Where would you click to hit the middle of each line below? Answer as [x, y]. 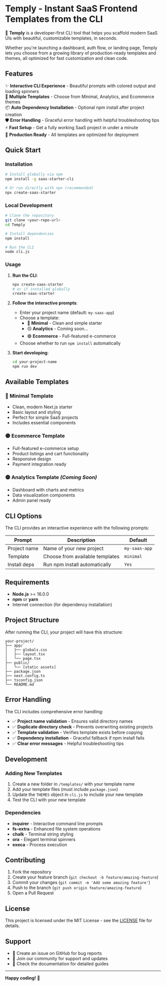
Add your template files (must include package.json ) [65, 789]
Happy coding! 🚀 [23, 978]
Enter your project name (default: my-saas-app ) [67, 313]
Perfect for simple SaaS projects [45, 417]
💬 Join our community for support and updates [60, 958]
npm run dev [24, 367]
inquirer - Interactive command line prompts [58, 823]
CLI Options [23, 516]
